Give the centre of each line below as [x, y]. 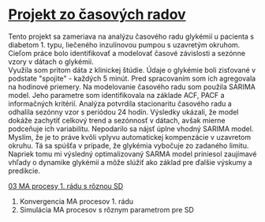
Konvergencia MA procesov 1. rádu [77, 201]
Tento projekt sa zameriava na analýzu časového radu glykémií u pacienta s [131, 36]
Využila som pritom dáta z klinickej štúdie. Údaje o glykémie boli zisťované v [132, 70]
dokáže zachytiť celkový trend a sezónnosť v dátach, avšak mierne [117, 120]
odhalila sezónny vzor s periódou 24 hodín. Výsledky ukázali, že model [123, 111]
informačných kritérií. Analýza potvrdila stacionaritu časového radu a [120, 103]
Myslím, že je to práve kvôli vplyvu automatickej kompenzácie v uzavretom [130, 137]
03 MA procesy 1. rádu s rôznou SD [66, 186]
